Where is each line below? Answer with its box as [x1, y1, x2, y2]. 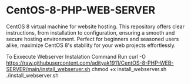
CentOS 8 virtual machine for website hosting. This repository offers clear [6, 23, 185, 30]
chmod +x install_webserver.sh [91, 65, 167, 72]
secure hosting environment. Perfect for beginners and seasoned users [6, 35, 179, 42]
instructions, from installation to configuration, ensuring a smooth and [6, 29, 175, 36]
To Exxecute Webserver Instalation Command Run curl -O [6, 53, 146, 60]
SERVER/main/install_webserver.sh [6, 65, 91, 72]
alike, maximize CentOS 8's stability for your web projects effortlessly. [6, 42, 176, 49]
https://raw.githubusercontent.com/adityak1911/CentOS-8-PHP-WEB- [6, 59, 175, 66]
